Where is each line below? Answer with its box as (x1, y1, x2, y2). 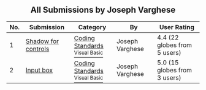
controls (25, 44, 50, 53)
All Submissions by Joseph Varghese (30, 5, 176, 15)
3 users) (157, 73, 181, 81)
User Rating (159, 22, 195, 31)
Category (78, 22, 107, 31)
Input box (25, 66, 53, 74)
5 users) (157, 48, 181, 57)
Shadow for (25, 36, 59, 45)
